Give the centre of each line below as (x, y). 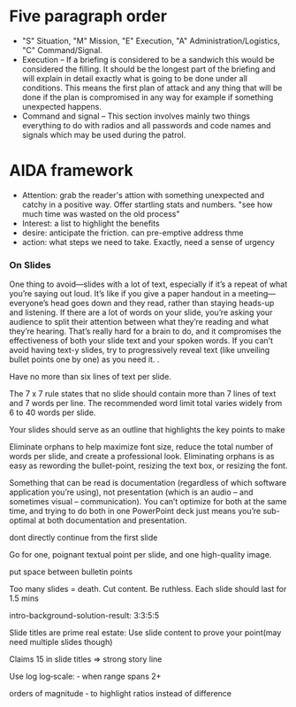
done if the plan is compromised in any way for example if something (148, 97)
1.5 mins (24, 598)
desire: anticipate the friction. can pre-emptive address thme (133, 233)
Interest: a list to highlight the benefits (91, 223)
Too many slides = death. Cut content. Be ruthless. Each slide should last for (148, 589)
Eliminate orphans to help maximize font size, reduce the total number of (141, 447)
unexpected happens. (61, 106)
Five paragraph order (88, 16)
